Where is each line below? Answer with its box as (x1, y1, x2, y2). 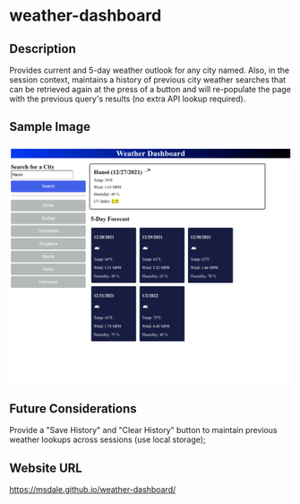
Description (9, 41, 76, 56)
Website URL (9, 460, 82, 475)
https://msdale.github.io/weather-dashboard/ (9, 484, 176, 495)
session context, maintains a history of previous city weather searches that (9, 74, 287, 85)
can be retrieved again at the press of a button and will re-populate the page (9, 84, 291, 94)
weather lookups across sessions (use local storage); (9, 434, 206, 445)
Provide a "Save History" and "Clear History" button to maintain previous (9, 425, 278, 436)
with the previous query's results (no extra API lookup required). (9, 93, 246, 104)
